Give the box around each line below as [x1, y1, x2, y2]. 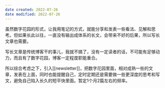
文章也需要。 [5, 38, 31, 44]
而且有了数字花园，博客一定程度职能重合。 [13, 55, 100, 60]
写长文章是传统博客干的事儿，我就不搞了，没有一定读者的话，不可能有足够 [5, 49, 156, 55]
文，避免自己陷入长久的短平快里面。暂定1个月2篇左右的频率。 [5, 77, 130, 84]
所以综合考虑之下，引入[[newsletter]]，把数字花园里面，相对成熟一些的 [5, 65, 149, 71]
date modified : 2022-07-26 [5, 12, 60, 17]
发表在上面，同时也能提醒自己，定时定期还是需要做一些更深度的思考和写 [13, 71, 160, 77]
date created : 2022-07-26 [5, 7, 58, 12]
